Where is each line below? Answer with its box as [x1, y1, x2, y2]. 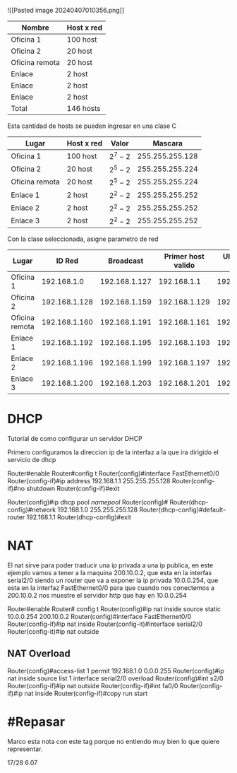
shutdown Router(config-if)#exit [26, 484, 120, 492]
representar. [7, 745, 43, 753]
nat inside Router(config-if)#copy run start [24, 689, 148, 697]
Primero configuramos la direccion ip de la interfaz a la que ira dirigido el [7, 448, 219, 456]
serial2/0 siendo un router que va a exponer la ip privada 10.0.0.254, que [7, 576, 219, 584]
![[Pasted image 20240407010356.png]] [7, 6, 125, 14]
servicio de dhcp [7, 455, 56, 464]
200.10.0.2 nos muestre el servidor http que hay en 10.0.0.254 [7, 591, 187, 599]
